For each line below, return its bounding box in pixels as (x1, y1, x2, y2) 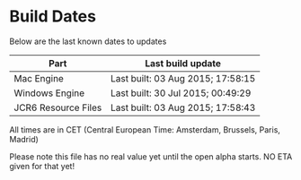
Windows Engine (13, 87, 85, 99)
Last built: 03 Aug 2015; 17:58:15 (111, 72, 256, 84)
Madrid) (9, 133, 39, 144)
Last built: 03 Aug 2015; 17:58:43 (111, 101, 256, 114)
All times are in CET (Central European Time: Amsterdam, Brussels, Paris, (9, 124, 281, 135)
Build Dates (9, 6, 97, 27)
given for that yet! (9, 160, 75, 171)
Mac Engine (13, 72, 65, 84)
